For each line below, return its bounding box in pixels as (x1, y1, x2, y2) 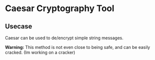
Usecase (5, 22, 33, 30)
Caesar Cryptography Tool (5, 3, 115, 14)
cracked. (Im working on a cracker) (5, 49, 75, 55)
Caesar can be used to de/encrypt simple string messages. (5, 35, 124, 41)
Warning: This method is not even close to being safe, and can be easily (5, 45, 151, 50)
